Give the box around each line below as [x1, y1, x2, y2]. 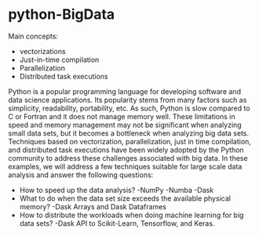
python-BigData [8, 5, 115, 24]
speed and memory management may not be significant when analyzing [8, 120, 242, 129]
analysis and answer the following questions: [8, 170, 154, 180]
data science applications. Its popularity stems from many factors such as [8, 95, 247, 104]
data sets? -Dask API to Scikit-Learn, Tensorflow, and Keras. [19, 218, 215, 228]
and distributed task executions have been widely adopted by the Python [8, 145, 245, 154]
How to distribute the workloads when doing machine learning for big [19, 210, 244, 220]
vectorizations [19, 46, 66, 56]
